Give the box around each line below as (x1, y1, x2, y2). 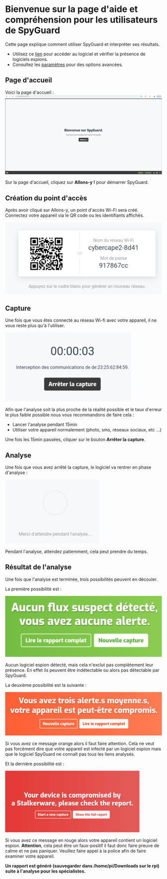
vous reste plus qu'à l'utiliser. (5, 323, 65, 329)
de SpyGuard (5, 25, 61, 36)
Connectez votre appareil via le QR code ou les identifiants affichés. (5, 212, 144, 218)
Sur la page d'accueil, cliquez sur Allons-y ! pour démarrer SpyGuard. (5, 179, 149, 185)
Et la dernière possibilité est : (5, 761, 65, 767)
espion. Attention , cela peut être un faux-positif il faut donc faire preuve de (5, 843, 160, 849)
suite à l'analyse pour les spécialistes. (5, 868, 86, 874)
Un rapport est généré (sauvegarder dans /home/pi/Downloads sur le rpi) (5, 863, 160, 869)
